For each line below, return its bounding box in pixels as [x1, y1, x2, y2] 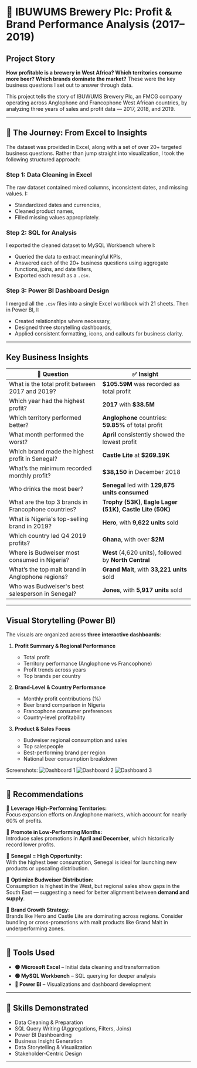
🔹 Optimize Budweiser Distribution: [6, 876, 94, 883]
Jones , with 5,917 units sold [102, 586, 182, 594]
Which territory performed [9, 413, 81, 422]
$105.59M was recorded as [102, 379, 180, 388]
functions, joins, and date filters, [14, 266, 93, 273]
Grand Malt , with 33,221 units [102, 565, 188, 574]
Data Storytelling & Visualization [14, 1043, 92, 1050]
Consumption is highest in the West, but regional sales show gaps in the [6, 883, 180, 890]
